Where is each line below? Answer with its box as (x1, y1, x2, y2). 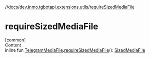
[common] (5, 37, 26, 43)
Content (5, 42, 21, 48)
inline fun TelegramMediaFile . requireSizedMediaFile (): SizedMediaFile (5, 47, 145, 53)
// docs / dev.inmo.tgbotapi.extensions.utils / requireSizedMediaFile (5, 4, 135, 10)
